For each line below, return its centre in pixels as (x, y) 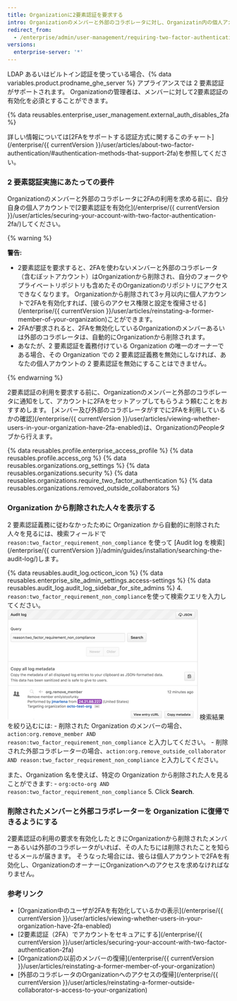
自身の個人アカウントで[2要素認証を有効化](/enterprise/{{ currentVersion (114, 208)
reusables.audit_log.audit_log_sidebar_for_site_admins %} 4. (95, 587)
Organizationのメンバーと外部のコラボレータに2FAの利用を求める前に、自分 (118, 199)
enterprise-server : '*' (48, 52)
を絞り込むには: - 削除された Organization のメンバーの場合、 (97, 725)
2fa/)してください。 (36, 224)
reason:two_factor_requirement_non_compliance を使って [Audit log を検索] (116, 542)
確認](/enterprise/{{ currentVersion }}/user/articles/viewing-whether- (120, 419)
